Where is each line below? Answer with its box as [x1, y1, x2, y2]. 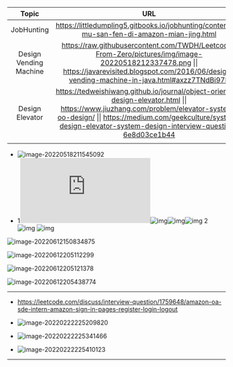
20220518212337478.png [100, 58, 192, 67]
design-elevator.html [111, 95, 181, 105]
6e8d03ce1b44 [123, 130, 175, 139]
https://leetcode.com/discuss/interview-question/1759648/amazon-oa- [17, 298, 222, 306]
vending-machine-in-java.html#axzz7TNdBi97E [69, 76, 230, 85]
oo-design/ [57, 112, 95, 122]
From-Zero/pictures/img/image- [96, 49, 203, 58]
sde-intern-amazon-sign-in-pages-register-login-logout [17, 305, 178, 313]
